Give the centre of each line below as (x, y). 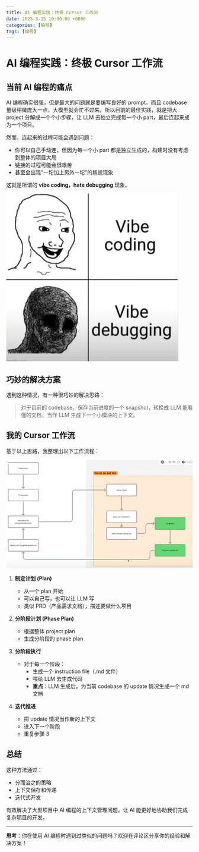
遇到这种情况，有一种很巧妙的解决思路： (55, 395)
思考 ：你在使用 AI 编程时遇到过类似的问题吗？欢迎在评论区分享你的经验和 (96, 835)
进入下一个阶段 (42, 726)
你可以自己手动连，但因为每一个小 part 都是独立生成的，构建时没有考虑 (102, 150)
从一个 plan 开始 (43, 591)
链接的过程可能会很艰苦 (43, 165)
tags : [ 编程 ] (21, 32)
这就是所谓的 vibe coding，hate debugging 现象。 (68, 185)
